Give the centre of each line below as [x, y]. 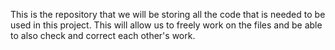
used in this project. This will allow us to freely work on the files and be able [166, 25]
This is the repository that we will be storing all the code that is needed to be [168, 14]
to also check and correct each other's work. [103, 35]
